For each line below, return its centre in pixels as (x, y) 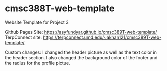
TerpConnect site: (24, 37)
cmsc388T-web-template (60, 9)
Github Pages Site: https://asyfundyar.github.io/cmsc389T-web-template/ (81, 32)
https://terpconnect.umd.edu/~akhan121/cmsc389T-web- (102, 37)
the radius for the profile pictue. (38, 63)
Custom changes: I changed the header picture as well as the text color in (81, 52)
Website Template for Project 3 (37, 22)
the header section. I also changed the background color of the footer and (81, 57)
